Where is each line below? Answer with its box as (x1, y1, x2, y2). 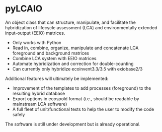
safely (12, 111, 25, 117)
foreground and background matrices (12, 50, 89, 56)
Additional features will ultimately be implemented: (5, 75, 109, 81)
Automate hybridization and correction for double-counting (12, 61, 134, 66)
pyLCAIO (5, 3, 43, 14)
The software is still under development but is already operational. (5, 121, 141, 127)
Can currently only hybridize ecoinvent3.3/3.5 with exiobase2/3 (12, 66, 143, 72)
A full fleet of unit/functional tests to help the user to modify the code (12, 106, 154, 112)
